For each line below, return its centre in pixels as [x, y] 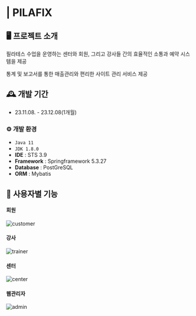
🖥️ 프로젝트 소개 [32, 36]
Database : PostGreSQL [44, 167]
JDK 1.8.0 [27, 149]
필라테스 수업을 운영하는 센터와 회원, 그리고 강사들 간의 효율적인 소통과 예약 [93, 54]
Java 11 [24, 143]
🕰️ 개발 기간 [27, 94]
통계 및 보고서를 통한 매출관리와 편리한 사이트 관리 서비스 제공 [77, 74]
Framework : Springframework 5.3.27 [61, 161]
